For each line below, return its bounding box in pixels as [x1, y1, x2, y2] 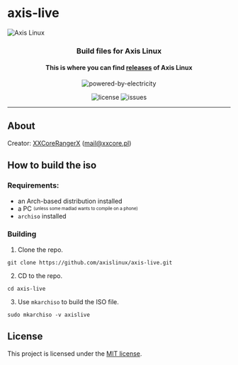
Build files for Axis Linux [76, 46, 161, 56]
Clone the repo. [17, 245, 64, 254]
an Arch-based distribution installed [17, 197, 123, 205]
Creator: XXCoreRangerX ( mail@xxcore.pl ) [7, 139, 132, 147]
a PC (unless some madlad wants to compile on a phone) [17, 204, 138, 213]
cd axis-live [7, 285, 46, 292]
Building [7, 229, 37, 239]
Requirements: [7, 180, 59, 190]
